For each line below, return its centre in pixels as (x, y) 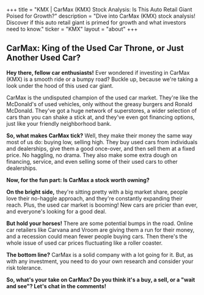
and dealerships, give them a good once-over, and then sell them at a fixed (101, 148)
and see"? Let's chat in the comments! (56, 286)
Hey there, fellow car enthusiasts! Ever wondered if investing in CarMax (98, 72)
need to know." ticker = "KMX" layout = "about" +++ (72, 29)
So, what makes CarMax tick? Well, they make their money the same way (99, 136)
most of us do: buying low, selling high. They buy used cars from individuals (102, 142)
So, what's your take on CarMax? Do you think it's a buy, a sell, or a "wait (101, 280)
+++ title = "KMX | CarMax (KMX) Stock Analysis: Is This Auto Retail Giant (99, 10)
